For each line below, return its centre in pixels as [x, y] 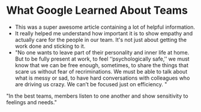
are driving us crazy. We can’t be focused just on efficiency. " [91, 84]
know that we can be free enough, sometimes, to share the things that [102, 65]
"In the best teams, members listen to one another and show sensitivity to [97, 96]
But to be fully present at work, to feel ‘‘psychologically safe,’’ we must [102, 59]
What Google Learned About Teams [97, 10]
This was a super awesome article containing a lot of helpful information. [105, 27]
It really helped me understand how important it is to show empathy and [104, 33]
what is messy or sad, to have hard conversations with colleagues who [102, 78]
